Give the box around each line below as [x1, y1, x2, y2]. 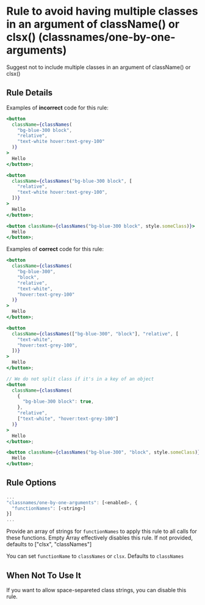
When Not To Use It [6, 570, 81, 581]
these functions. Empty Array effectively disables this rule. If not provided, [6, 534, 193, 541]
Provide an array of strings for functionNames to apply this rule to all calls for [6, 527, 197, 535]
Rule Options [6, 478, 57, 488]
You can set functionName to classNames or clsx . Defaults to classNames [6, 552, 184, 560]
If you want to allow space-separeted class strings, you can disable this [6, 587, 187, 593]
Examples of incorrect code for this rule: [6, 104, 109, 111]
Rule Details [6, 87, 53, 98]
